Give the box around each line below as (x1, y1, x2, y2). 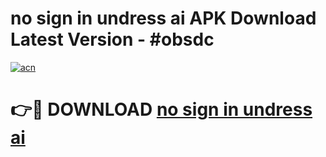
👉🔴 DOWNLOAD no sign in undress (10, 98, 313, 121)
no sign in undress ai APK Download (10, 7, 317, 30)
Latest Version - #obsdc (10, 28, 215, 51)
